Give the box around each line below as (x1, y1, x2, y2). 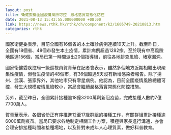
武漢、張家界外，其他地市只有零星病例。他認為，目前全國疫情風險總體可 (14, 77, 166, 84)
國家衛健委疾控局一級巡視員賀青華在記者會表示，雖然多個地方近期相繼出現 (5, 65, 161, 71)
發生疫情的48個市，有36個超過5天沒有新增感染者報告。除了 (32, 71, 158, 77)
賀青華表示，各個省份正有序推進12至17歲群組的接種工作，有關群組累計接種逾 (5, 112, 166, 118)
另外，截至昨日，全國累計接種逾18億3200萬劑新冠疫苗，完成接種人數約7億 (5, 95, 162, 101)
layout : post (5, 7, 33, 13)
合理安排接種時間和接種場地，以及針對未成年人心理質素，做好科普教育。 (5, 124, 157, 130)
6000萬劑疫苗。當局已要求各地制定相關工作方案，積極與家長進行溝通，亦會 (5, 118, 164, 124)
